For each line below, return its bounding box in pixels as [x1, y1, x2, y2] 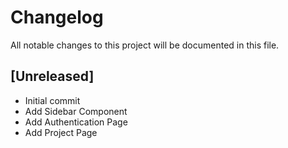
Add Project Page [24, 126, 98, 138]
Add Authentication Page [24, 116, 128, 128]
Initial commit [24, 94, 81, 106]
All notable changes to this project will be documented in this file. [10, 39, 280, 51]
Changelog [10, 6, 104, 29]
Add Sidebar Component [24, 105, 128, 117]
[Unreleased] [10, 68, 95, 85]
